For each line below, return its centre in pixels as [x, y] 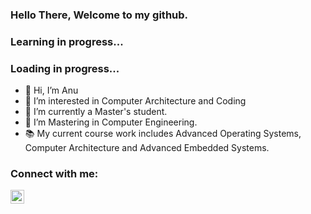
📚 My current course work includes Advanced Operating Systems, [163, 134]
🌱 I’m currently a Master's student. [96, 112]
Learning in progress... [67, 41]
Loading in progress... [65, 68]
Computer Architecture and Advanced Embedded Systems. [147, 148]
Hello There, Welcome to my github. [99, 15]
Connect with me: [54, 174]
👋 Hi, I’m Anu [51, 90]
